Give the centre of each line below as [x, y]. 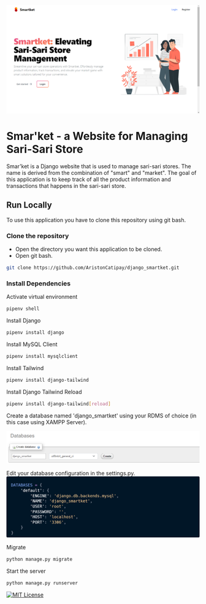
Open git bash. [34, 256]
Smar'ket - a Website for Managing [97, 136]
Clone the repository [38, 236]
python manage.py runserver [42, 583]
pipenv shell [23, 309]
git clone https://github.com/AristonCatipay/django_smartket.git [93, 268]
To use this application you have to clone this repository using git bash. [96, 220]
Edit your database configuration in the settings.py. [71, 473]
